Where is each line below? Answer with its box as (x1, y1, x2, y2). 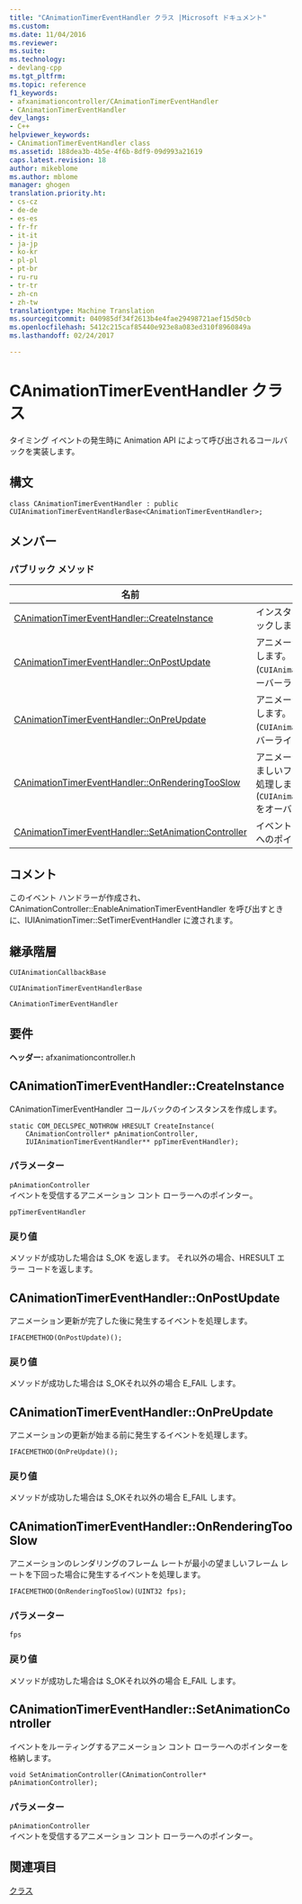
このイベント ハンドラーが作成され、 (9, 892, 147, 903)
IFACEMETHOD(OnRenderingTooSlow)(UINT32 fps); (9, 1587, 187, 1596)
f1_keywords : (9, 88, 58, 97)
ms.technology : (9, 55, 67, 64)
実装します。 (32, 446, 80, 456)
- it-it (9, 230, 39, 239)
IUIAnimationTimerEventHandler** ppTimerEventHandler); (25, 1137, 240, 1146)
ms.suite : (9, 47, 47, 56)
